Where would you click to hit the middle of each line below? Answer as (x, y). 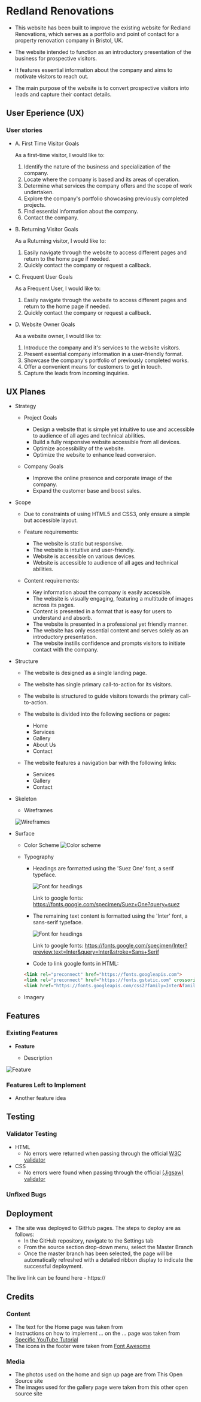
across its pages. (54, 605)
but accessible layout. (51, 520)
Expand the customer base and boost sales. (87, 491)
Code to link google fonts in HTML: (76, 964)
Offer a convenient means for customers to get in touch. (93, 366)
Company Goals (44, 466)
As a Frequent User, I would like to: (58, 288)
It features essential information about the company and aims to (94, 70)
